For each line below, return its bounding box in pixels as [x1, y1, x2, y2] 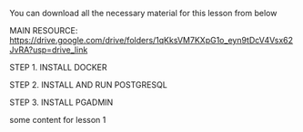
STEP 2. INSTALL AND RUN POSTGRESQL [9, 80, 168, 90]
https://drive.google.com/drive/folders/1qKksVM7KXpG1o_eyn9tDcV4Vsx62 [9, 35, 294, 45]
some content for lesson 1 [9, 115, 106, 125]
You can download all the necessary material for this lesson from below [9, 8, 278, 18]
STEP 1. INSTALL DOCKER [9, 62, 107, 72]
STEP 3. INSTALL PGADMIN [9, 97, 114, 108]
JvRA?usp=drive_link [9, 44, 88, 55]
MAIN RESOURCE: [9, 25, 78, 35]
